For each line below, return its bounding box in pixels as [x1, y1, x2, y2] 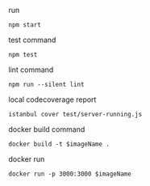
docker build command [8, 125, 85, 134]
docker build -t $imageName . [8, 140, 110, 148]
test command [8, 35, 56, 44]
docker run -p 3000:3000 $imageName [8, 170, 131, 178]
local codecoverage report [8, 95, 97, 104]
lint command [8, 65, 54, 74]
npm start [8, 21, 42, 29]
